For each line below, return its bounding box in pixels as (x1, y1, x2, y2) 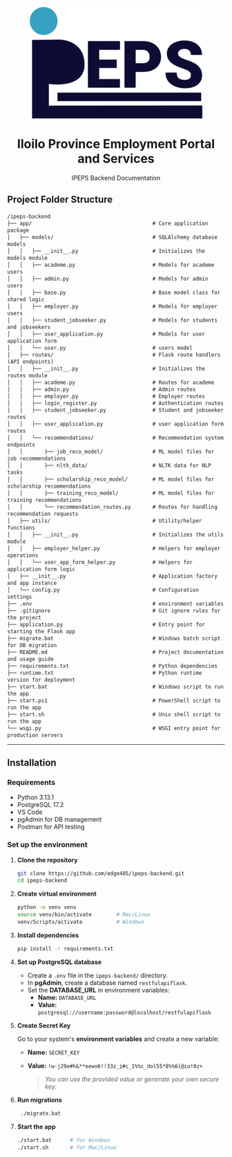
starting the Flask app (7, 628, 76, 635)
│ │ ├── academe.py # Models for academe (7, 261, 215, 268)
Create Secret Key (17, 1021, 71, 1030)
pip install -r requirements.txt (17, 945, 114, 952)
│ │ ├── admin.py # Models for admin (7, 275, 209, 282)
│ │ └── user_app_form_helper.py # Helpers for (7, 559, 193, 566)
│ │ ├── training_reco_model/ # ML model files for (7, 490, 215, 497)
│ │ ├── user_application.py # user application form (7, 420, 224, 427)
